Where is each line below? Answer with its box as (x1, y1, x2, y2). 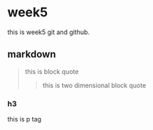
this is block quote (24, 67, 79, 75)
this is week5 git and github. (7, 28, 90, 36)
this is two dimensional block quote (42, 81, 147, 90)
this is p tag (7, 115, 41, 124)
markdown (7, 48, 56, 60)
